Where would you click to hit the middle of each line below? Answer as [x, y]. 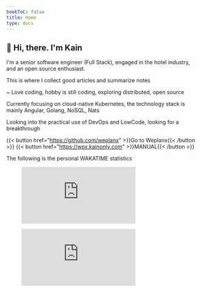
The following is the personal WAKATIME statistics [69, 159]
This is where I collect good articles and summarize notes [78, 81]
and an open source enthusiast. [46, 69]
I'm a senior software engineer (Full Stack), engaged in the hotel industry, [98, 62]
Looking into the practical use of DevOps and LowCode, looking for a [93, 122]
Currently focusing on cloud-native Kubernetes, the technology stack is [96, 104]
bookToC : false [26, 12]
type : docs [20, 23]
